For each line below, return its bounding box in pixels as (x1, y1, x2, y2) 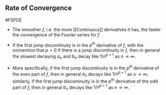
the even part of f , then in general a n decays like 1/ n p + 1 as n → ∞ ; (12, 70, 149, 78)
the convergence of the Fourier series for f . (12, 32, 101, 37)
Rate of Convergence (5, 4, 72, 12)
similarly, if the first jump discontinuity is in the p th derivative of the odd (12, 77, 158, 84)
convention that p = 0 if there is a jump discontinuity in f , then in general (12, 47, 160, 53)
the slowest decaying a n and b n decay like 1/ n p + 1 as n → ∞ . (12, 53, 136, 61)
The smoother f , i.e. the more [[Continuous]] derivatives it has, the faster (12, 27, 161, 32)
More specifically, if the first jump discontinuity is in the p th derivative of (12, 64, 160, 71)
